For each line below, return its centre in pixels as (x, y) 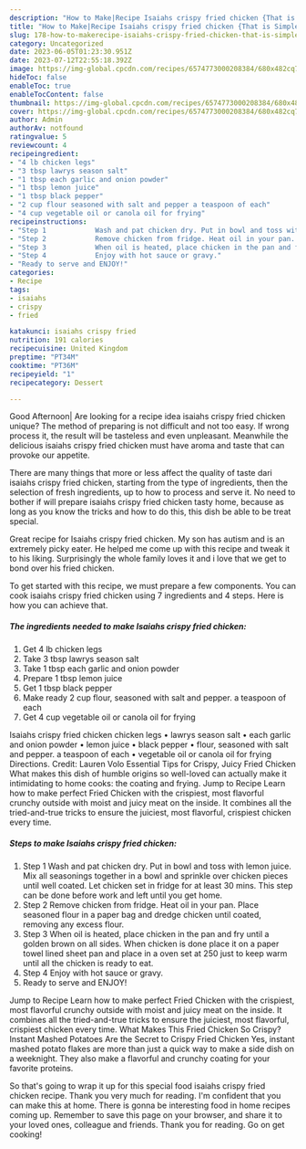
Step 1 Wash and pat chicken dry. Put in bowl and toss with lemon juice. (157, 866)
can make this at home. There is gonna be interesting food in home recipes (150, 1105)
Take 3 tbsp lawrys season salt (81, 659)
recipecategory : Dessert (56, 383)
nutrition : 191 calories (56, 340)
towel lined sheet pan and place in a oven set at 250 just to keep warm (155, 954)
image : (22, 69)
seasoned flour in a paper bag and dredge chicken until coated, (142, 915)
